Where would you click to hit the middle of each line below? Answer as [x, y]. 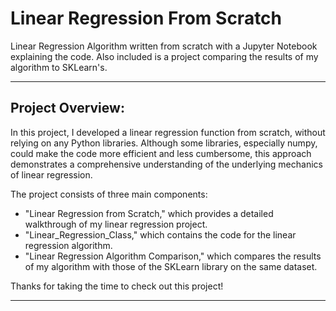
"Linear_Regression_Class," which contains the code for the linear [160, 234]
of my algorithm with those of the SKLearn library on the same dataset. [171, 266]
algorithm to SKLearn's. [59, 67]
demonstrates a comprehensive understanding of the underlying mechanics [166, 164]
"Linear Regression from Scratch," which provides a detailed [149, 213]
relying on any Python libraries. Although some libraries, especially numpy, [164, 143]
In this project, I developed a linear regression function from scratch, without [168, 132]
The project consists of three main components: [109, 194]
